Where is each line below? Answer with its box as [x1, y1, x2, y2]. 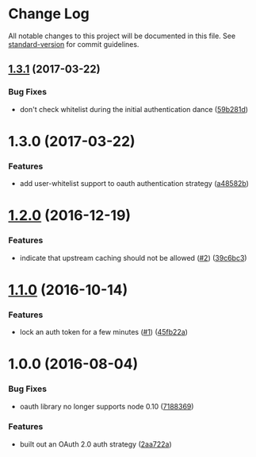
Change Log [8, 5, 90, 23]
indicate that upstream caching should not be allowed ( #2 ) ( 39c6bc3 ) [19, 253, 247, 262]
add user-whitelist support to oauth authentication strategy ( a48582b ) [19, 179, 250, 188]
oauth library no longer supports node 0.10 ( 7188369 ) [19, 401, 194, 411]
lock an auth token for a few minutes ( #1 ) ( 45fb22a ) [19, 327, 189, 337]
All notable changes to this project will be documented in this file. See [8, 31, 236, 41]
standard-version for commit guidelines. [8, 39, 139, 48]
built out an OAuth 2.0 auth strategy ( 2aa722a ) [19, 439, 172, 449]
